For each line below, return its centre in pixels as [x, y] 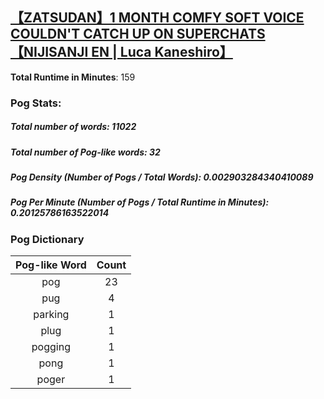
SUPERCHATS [221, 34]
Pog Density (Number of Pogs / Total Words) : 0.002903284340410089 [162, 177]
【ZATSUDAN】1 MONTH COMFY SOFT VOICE [157, 18]
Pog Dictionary [47, 239]
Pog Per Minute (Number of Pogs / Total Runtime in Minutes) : [140, 202]
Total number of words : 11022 [73, 127]
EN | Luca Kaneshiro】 [162, 52]
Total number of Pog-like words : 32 [85, 152]
